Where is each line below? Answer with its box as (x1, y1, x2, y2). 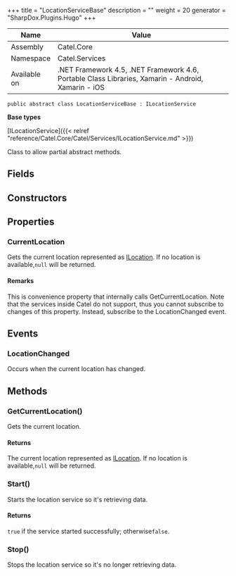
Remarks (7, 277, 34, 285)
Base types (7, 113, 41, 121)
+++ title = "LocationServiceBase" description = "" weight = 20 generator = (7, 6, 226, 14)
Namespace (11, 54, 51, 63)
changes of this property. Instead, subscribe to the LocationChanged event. (7, 307, 227, 315)
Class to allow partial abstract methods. (7, 148, 122, 156)
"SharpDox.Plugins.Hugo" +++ (7, 13, 96, 22)
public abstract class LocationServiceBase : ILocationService (7, 101, 197, 108)
